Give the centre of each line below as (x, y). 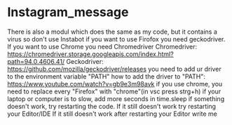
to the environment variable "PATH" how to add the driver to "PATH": (106, 76)
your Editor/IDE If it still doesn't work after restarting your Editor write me (112, 114)
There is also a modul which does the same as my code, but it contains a (112, 32)
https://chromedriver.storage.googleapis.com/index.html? (90, 54)
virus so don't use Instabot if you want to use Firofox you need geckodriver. (116, 39)
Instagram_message (68, 12)
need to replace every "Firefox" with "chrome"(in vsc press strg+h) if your (114, 91)
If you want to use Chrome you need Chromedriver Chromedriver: (102, 46)
